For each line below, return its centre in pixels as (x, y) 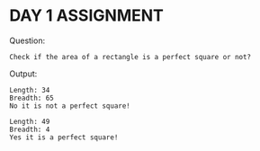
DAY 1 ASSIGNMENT (87, 16)
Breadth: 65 (31, 98)
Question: (27, 40)
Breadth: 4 (30, 129)
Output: (23, 74)
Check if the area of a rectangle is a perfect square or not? (130, 57)
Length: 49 (30, 121)
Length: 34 (30, 90)
